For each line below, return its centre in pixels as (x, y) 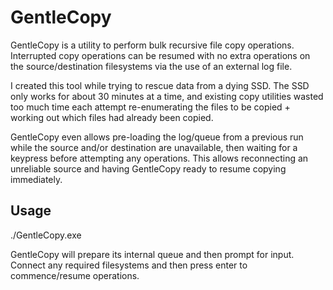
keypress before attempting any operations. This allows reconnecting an (159, 158)
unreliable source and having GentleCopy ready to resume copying (148, 168)
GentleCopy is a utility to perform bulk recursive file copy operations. (152, 45)
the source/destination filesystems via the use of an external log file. (151, 66)
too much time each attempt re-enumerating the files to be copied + (150, 107)
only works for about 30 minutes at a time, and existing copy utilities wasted (167, 96)
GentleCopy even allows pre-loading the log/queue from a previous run (157, 137)
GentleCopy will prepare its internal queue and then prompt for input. (152, 254)
